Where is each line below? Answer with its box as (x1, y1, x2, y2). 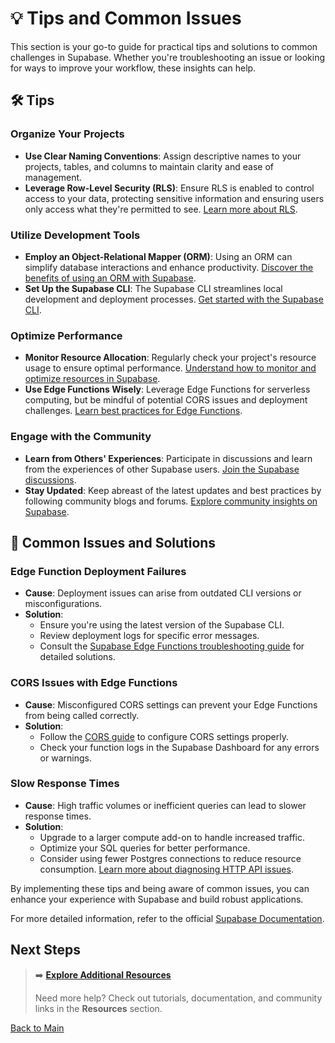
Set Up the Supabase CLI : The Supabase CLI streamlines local (24, 282, 283, 294)
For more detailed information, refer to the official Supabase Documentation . (10, 912, 325, 924)
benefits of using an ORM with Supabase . (24, 272, 197, 284)
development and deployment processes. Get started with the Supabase (24, 293, 324, 305)
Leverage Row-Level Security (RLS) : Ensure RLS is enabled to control (24, 182, 315, 194)
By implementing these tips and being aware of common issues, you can (10, 882, 310, 894)
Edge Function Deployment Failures (10, 564, 187, 578)
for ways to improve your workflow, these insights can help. (10, 62, 257, 74)
